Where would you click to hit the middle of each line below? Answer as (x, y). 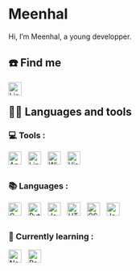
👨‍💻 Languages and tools (70, 112)
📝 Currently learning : (51, 236)
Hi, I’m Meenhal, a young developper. (70, 36)
